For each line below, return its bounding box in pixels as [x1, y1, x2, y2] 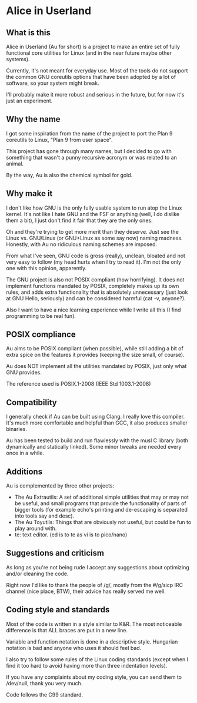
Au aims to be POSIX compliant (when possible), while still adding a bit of [6, 345, 183, 352]
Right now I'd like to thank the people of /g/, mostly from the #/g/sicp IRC [6, 581, 183, 588]
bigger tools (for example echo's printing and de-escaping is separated [14, 506, 188, 513]
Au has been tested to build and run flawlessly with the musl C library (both [6, 437, 189, 444]
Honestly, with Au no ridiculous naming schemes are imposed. [6, 240, 158, 248]
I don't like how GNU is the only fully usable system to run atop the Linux [6, 204, 182, 211]
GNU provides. [6, 369, 42, 376]
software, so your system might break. [6, 79, 99, 87]
